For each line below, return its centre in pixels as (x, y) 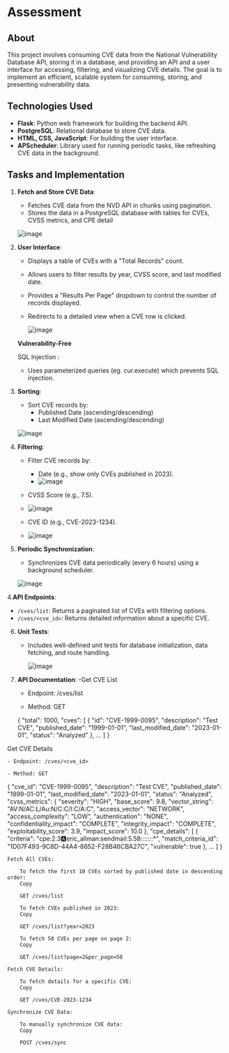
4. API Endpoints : (32, 597)
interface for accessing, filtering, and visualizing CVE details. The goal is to (115, 70)
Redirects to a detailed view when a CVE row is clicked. (107, 316)
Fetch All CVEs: (31, 859)
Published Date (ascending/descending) (96, 412)
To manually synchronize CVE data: (71, 1024)
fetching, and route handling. (69, 652)
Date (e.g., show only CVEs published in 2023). (106, 474)
